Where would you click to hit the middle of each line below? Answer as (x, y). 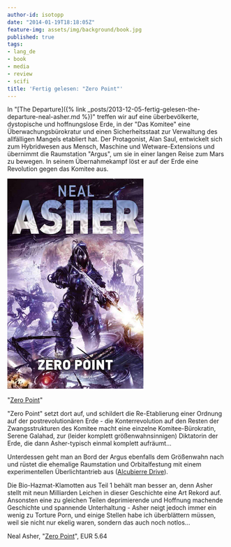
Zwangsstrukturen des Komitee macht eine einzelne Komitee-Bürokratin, (112, 429)
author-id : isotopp (36, 15)
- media (18, 67)
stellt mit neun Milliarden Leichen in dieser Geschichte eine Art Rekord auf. (114, 493)
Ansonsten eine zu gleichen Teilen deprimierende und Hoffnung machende (115, 500)
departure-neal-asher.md (44, 117)
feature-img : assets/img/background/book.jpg (74, 29)
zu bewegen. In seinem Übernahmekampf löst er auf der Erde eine (103, 162)
